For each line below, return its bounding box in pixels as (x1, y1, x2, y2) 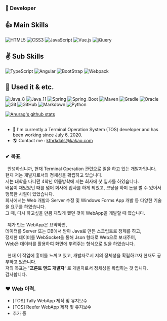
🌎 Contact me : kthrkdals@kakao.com (12, 138, 93, 144)
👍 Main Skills (5, 21, 49, 29)
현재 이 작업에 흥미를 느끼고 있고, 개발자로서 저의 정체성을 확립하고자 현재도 (7, 252, 156, 258)
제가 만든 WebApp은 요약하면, (7, 221, 67, 227)
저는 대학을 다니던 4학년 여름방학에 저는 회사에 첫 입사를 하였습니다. (5, 178, 139, 184)
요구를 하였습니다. (10, 204, 46, 210)
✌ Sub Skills (5, 52, 44, 61)
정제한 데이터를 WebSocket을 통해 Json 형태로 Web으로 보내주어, (5, 234, 137, 240)
